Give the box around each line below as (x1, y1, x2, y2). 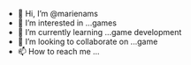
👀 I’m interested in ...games (17, 18, 118, 28)
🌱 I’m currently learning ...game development (17, 27, 182, 37)
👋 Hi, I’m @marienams (17, 9, 99, 18)
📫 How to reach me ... (17, 47, 100, 56)
